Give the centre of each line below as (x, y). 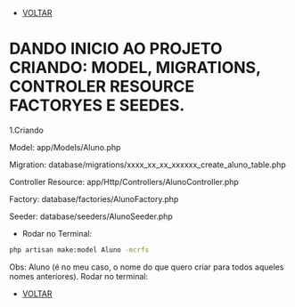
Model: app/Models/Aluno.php (65, 147)
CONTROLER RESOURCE (102, 87)
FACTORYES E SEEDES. (97, 105)
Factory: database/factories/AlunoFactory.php (94, 198)
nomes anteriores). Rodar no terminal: (79, 276)
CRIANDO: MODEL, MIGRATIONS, (135, 68)
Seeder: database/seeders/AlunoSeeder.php (91, 216)
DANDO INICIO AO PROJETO (116, 49)
